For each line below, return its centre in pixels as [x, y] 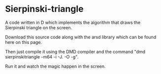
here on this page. [24, 42]
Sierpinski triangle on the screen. [39, 27]
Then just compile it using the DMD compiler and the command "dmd [75, 52]
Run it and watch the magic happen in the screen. [55, 66]
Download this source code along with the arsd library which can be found [81, 37]
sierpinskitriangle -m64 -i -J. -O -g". [42, 56]
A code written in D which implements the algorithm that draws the [73, 22]
